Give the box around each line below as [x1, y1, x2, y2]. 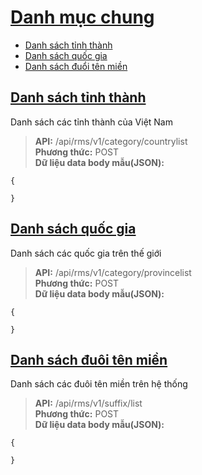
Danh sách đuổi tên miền [24, 60, 128, 72]
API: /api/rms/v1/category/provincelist [34, 266, 192, 278]
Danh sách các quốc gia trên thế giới [10, 247, 162, 259]
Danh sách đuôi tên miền [10, 351, 168, 368]
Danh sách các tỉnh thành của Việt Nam [10, 116, 173, 128]
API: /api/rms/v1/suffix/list [34, 397, 143, 410]
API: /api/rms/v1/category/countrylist [34, 135, 188, 147]
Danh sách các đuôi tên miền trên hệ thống [10, 378, 188, 390]
